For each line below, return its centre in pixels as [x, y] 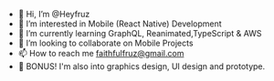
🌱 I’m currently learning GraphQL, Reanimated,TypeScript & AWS [140, 33]
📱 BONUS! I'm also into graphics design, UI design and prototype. [142, 66]
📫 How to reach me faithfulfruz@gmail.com [101, 53]
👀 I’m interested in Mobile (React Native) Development [120, 24]
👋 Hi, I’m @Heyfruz [54, 14]
